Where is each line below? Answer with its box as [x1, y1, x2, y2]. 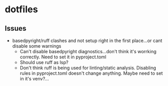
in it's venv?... [19, 76, 49, 81]
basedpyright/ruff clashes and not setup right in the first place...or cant [12, 37, 162, 44]
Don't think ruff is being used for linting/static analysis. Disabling [19, 65, 157, 71]
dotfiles [5, 4, 38, 15]
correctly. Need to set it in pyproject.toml [19, 54, 107, 60]
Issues [5, 24, 27, 33]
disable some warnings [12, 43, 61, 49]
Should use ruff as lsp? [19, 59, 69, 65]
